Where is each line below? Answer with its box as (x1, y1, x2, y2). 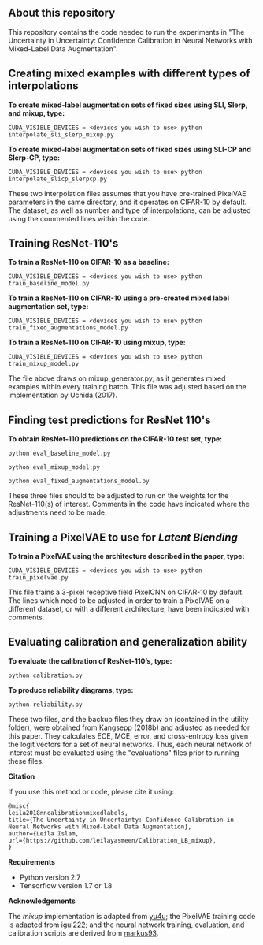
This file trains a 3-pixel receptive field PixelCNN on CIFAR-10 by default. (8, 587, 244, 597)
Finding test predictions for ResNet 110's (8, 413, 211, 426)
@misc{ (8, 802, 30, 810)
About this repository (8, 6, 116, 20)
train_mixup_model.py (8, 360, 80, 368)
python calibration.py (8, 672, 83, 679)
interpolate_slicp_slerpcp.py (8, 175, 108, 183)
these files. (8, 756, 45, 765)
